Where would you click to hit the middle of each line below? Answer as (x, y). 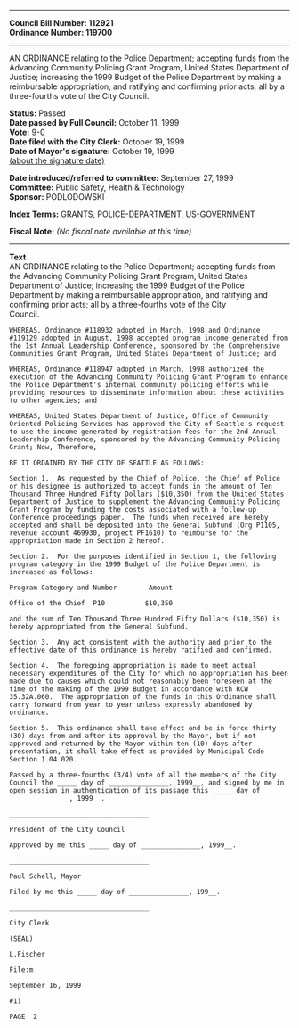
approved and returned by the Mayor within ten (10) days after (131, 744)
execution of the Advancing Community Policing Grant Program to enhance (149, 377)
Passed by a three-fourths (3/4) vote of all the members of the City (143, 775)
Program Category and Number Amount (91, 588)
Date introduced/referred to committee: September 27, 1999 (121, 178)
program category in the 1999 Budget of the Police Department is (135, 564)
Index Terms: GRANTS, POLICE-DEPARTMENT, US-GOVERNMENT (132, 214)
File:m (21, 970)
